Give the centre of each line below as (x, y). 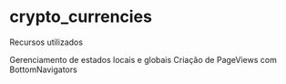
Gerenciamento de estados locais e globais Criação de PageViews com (143, 59)
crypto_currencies (81, 17)
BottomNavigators (43, 69)
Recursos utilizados (46, 42)
